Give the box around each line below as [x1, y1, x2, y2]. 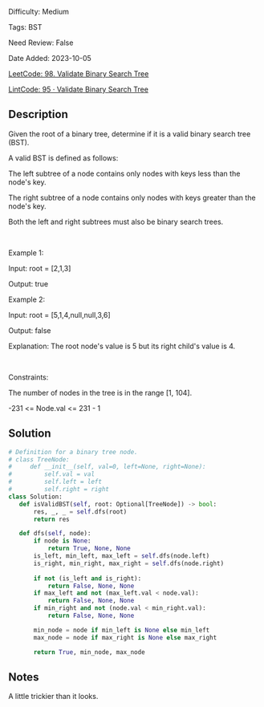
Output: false [8, 325, 51, 335]
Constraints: [8, 372, 49, 382]
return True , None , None [47, 545, 131, 553]
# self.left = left [8, 477, 103, 486]
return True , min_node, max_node [33, 648, 146, 656]
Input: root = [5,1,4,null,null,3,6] [8, 310, 111, 319]
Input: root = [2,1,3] [8, 263, 71, 273]
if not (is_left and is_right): [33, 574, 142, 583]
